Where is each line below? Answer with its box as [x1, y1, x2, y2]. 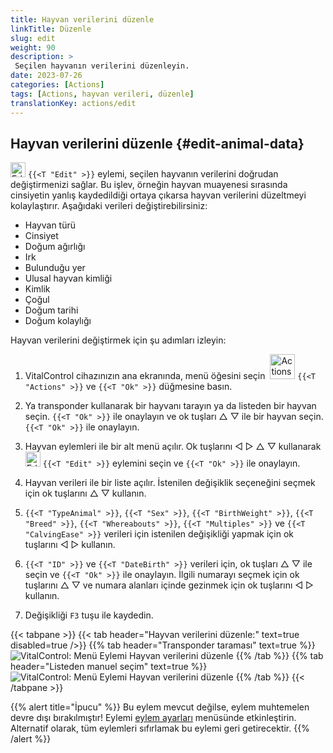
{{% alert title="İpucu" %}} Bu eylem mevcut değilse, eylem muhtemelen [10, 701, 310, 713]
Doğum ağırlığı [24, 241, 86, 253]
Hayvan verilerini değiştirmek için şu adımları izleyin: [10, 334, 227, 346]
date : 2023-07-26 [10, 71, 83, 81]
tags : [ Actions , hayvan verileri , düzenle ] [10, 89, 195, 99]
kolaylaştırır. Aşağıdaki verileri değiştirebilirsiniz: [10, 200, 208, 212]
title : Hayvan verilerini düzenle [10, 14, 155, 25]
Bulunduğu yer [24, 262, 86, 274]
